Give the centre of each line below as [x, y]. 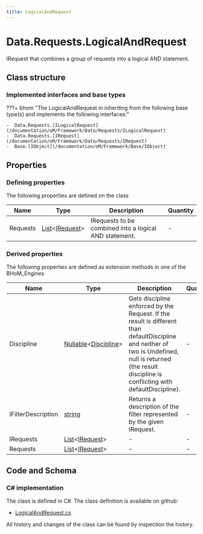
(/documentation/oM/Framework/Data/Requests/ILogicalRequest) [86, 131]
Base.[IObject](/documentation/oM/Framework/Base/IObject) [90, 147]
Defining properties [36, 182]
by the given [147, 422]
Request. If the [150, 314]
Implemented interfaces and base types [66, 94]
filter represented [153, 414]
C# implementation [35, 487]
